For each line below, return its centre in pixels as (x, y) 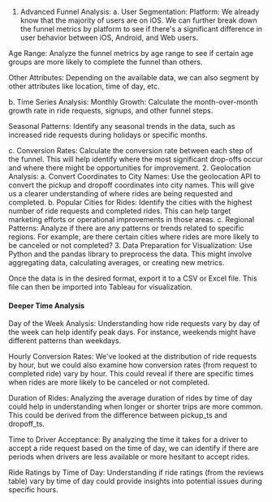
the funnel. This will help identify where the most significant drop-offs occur (136, 159)
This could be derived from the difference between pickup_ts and (118, 415)
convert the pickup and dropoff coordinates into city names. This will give (132, 185)
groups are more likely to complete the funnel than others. (106, 62)
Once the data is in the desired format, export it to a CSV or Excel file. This (133, 278)
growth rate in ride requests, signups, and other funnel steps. (111, 110)
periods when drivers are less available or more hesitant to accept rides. (129, 457)
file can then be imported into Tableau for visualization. (101, 287)
